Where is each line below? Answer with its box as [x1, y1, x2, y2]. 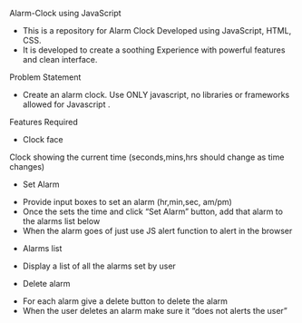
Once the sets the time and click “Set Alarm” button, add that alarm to [22, 206, 284, 217]
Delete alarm [22, 279, 71, 289]
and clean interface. [22, 54, 98, 64]
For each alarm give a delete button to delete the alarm [22, 296, 229, 307]
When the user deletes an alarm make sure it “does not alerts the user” [22, 306, 288, 316]
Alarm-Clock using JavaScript [9, 8, 122, 18]
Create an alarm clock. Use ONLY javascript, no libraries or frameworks [22, 90, 290, 100]
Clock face [22, 134, 63, 144]
